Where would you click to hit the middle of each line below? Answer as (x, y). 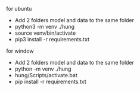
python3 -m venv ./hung (45, 27)
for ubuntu (19, 9)
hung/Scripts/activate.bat (46, 75)
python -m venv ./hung (43, 69)
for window (20, 51)
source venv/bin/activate (45, 33)
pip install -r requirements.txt (50, 81)
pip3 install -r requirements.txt (52, 39)
